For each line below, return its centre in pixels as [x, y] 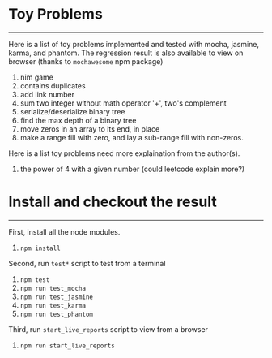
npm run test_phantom [56, 314]
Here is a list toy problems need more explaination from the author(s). [124, 153]
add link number [47, 94]
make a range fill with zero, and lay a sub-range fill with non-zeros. [132, 137]
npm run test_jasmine [56, 297]
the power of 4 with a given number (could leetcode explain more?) [132, 169]
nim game [37, 77]
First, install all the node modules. [64, 231]
